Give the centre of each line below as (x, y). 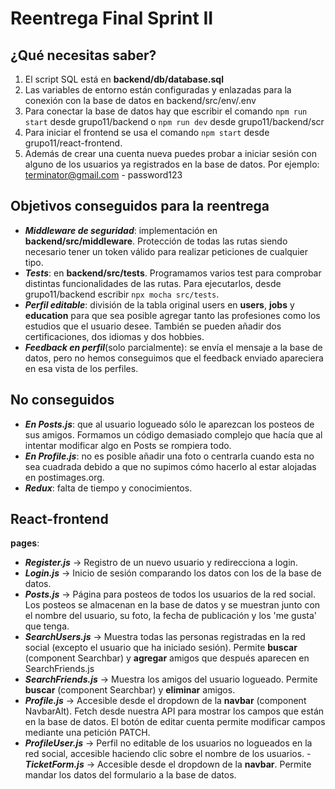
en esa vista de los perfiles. (81, 368)
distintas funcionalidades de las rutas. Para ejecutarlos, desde (153, 283)
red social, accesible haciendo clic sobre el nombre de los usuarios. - (168, 754)
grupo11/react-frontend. (73, 143)
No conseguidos (62, 400)
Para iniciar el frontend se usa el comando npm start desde (147, 132)
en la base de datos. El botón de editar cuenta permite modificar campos (175, 722)
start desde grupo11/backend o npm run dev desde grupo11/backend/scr (174, 121)
